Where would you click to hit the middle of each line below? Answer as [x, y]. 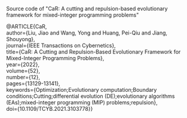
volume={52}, [23, 71]
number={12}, [23, 77]
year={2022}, [23, 64]
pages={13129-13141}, [33, 83]
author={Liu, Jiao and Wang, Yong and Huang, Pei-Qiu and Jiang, [87, 33]
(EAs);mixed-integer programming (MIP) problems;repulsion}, [82, 103]
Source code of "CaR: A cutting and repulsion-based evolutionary [87, 9]
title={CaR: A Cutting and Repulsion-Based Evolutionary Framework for [93, 52]
